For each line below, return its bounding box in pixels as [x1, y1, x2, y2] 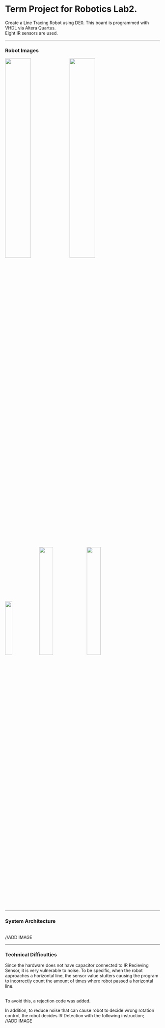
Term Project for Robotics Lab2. [5, 3, 137, 15]
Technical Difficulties [5, 951, 57, 958]
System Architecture [5, 918, 56, 925]
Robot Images [5, 47, 39, 54]
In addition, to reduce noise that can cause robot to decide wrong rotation [5, 1007, 155, 1013]
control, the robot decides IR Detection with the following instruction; [5, 1013, 144, 1019]
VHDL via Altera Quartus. [5, 25, 56, 30]
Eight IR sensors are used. [5, 30, 58, 36]
